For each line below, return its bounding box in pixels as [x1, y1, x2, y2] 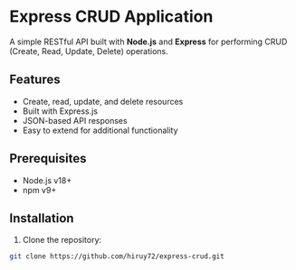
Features [9, 72, 61, 88]
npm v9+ [22, 184, 57, 195]
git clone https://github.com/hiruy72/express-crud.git [9, 252, 224, 261]
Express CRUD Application [9, 6, 214, 27]
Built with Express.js [22, 106, 98, 116]
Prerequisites [9, 151, 87, 166]
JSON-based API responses [22, 115, 129, 126]
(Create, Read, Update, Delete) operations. [9, 45, 169, 56]
